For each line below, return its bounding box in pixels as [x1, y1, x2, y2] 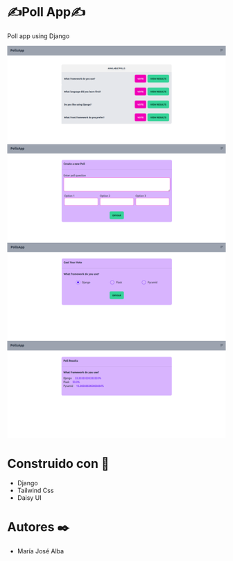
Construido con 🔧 [7, 456, 110, 471]
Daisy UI [17, 494, 42, 502]
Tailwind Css [17, 486, 54, 495]
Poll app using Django [7, 31, 70, 40]
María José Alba [17, 547, 64, 555]
